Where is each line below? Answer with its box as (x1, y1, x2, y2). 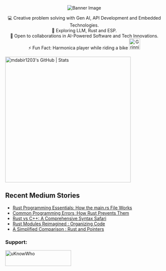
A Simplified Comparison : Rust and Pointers (12, 226, 104, 232)
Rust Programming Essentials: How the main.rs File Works (12, 205, 132, 211)
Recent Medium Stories (5, 191, 80, 200)
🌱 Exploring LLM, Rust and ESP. (52, 28, 117, 33)
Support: (5, 238, 28, 245)
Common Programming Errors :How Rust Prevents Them (12, 210, 129, 216)
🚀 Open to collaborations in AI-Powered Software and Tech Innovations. (10, 33, 159, 39)
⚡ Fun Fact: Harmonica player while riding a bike (28, 45, 128, 51)
